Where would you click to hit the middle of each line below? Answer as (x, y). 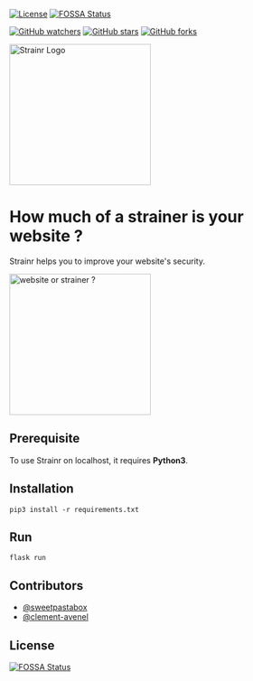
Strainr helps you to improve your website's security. (108, 261)
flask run (28, 558)
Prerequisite (45, 438)
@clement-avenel (55, 617)
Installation (42, 489)
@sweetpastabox (55, 607)
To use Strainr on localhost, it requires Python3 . (98, 460)
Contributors (47, 586)
